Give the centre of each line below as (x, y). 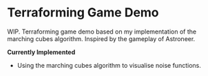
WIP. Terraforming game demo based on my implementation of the (102, 31)
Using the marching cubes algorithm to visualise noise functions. (109, 65)
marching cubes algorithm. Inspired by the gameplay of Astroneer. (101, 38)
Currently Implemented (41, 52)
